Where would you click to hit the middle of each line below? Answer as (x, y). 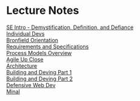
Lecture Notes (43, 11)
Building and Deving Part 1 (39, 72)
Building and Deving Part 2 (40, 79)
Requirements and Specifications (48, 47)
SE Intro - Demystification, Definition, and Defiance (70, 27)
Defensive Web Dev (31, 85)
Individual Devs (25, 33)
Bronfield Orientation (32, 40)
